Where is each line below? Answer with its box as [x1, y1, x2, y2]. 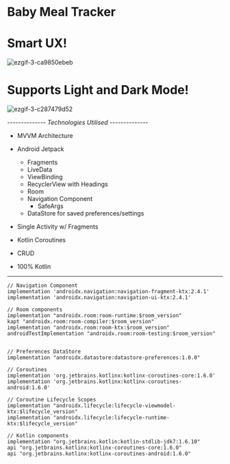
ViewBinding [27, 173, 63, 181]
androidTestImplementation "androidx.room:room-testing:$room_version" [7, 330, 216, 337]
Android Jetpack [16, 145, 64, 153]
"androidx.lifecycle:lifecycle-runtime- [53, 415, 170, 421]
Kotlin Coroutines [16, 236, 66, 244]
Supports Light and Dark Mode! [7, 82, 190, 98]
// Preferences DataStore [7, 348, 81, 356]
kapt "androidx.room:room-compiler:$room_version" [7, 318, 155, 325]
